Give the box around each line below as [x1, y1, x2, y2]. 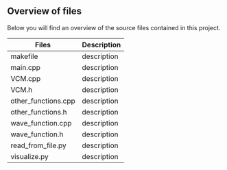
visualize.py [10, 151, 49, 161]
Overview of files [7, 5, 82, 17]
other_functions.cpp [10, 96, 75, 106]
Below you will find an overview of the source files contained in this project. [7, 23, 221, 32]
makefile [10, 51, 38, 61]
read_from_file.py [10, 141, 67, 150]
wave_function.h [10, 130, 64, 139]
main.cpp [10, 62, 41, 72]
